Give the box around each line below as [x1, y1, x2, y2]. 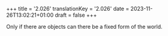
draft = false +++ [55, 11, 97, 19]
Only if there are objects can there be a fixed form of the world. [6, 23, 163, 30]
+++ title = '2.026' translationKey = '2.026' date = [6, 5, 130, 12]
